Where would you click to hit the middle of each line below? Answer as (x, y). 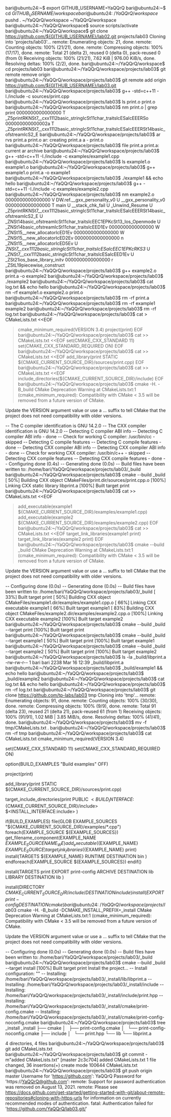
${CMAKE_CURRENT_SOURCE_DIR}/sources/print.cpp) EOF (81, 362)
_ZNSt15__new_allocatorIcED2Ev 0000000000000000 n (65, 238)
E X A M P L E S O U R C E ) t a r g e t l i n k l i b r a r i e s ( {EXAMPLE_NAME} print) (71, 850)
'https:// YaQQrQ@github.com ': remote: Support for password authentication (86, 1081)
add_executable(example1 (45, 506)
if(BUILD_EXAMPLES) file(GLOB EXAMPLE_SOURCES (61, 821)
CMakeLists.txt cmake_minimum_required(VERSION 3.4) (65, 739)
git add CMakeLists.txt (29, 1049)
